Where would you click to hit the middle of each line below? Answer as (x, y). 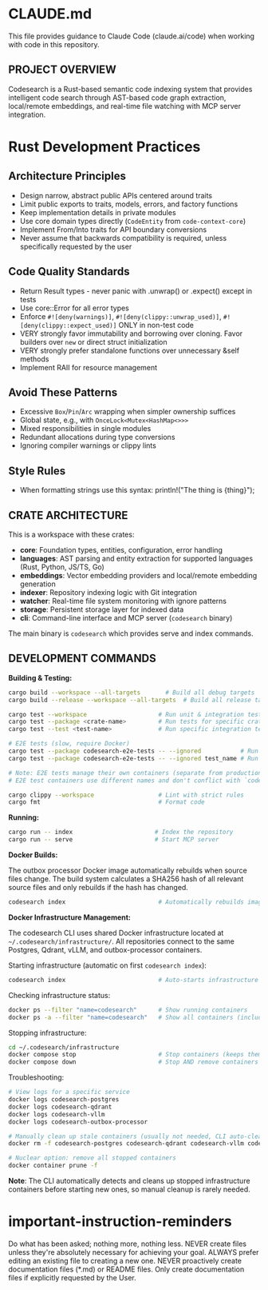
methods (34, 359)
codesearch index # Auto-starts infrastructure (134, 980)
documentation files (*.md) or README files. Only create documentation (126, 1269)
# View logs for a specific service (69, 1092)
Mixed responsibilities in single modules (85, 429)
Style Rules (37, 471)
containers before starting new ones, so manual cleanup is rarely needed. (129, 1189)
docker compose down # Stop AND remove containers (134, 1062)
